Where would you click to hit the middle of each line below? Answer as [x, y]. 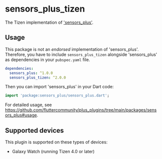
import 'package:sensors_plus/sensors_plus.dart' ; [57, 95]
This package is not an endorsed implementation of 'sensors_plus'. [72, 49]
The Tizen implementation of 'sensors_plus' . [49, 22]
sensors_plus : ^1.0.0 [31, 73]
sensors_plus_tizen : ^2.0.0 [38, 78]
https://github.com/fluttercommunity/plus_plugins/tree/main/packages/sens [81, 110]
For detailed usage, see [28, 105]
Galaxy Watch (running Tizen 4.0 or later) [53, 152]
